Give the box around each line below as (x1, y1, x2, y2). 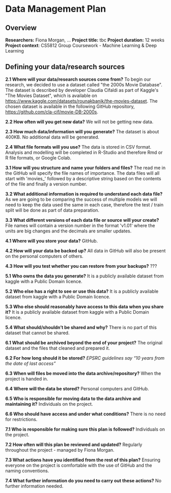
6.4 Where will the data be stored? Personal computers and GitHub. (5, 385, 149, 391)
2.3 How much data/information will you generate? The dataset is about (5, 128, 159, 134)
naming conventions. (5, 467, 49, 474)
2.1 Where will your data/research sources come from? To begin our (5, 76, 151, 82)
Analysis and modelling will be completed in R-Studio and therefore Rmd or (5, 149, 163, 155)
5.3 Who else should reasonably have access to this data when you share (5, 303, 164, 310)
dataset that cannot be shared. (5, 330, 70, 336)
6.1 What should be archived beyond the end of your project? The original (5, 339, 163, 345)
